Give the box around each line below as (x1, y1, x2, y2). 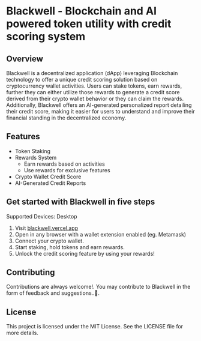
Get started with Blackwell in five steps (6, 197, 155, 207)
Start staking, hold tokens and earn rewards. (14, 243, 125, 250)
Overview (6, 53, 44, 64)
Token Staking (14, 147, 51, 154)
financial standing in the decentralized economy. (6, 114, 127, 121)
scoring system (6, 30, 86, 43)
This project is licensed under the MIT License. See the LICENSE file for (6, 323, 184, 330)
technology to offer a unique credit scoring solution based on (6, 76, 158, 83)
